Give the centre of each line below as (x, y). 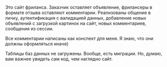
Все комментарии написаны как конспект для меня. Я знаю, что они (79, 38)
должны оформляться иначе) (37, 44)
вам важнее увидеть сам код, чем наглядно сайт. (59, 59)
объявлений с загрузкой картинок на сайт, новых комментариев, (76, 23)
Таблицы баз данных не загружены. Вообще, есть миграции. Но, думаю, (84, 53)
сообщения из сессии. (30, 29)
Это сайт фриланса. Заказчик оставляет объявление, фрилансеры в (79, 7)
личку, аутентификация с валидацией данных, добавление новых (76, 18)
